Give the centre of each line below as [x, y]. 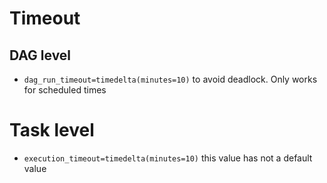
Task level [52, 130]
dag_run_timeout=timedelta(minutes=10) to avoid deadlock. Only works [170, 79]
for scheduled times [65, 90]
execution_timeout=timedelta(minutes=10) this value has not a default [168, 158]
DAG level [40, 55]
